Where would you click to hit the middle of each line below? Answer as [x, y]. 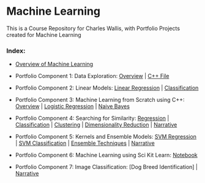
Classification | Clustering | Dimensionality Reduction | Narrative [96, 125]
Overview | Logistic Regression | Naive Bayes [73, 106]
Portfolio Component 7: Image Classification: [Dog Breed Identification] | [106, 167]
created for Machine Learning [44, 34]
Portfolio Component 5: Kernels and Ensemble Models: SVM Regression [106, 137]
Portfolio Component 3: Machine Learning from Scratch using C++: [100, 100]
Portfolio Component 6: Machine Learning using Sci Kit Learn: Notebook [106, 155]
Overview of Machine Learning [54, 64]
